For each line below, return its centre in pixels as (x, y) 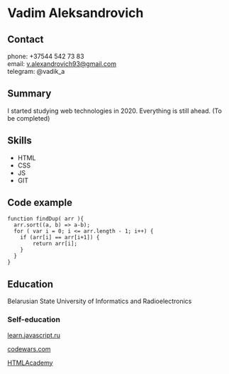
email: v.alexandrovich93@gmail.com (62, 64)
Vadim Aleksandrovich (76, 13)
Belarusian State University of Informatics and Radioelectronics (100, 301)
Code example (40, 203)
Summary (29, 94)
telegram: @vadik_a (36, 71)
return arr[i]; (55, 244)
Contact (26, 39)
